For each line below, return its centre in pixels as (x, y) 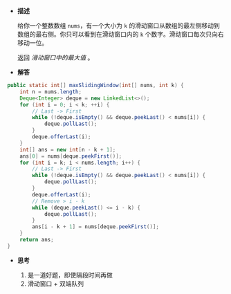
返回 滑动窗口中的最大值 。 (55, 57)
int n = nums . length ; (50, 92)
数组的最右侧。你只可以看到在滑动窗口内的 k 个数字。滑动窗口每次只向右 (120, 34)
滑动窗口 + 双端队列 (56, 284)
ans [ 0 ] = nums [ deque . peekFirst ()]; (71, 156)
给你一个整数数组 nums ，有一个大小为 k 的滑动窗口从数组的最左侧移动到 (118, 26)
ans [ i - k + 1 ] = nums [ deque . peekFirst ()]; (95, 227)
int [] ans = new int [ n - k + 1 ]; (68, 149)
